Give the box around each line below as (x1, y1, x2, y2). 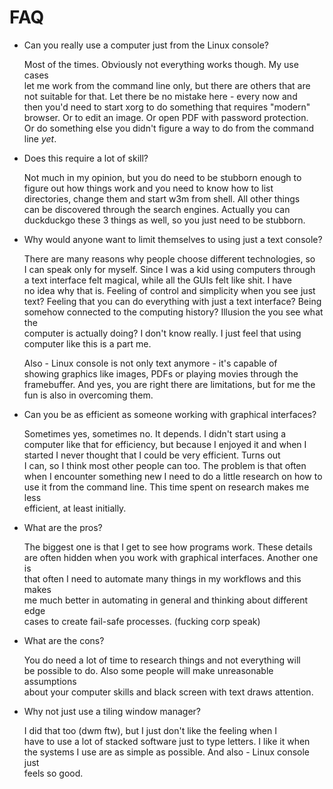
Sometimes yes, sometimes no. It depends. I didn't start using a (23, 427, 287, 440)
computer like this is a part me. (23, 337, 152, 350)
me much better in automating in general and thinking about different (23, 594, 308, 606)
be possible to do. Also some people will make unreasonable (23, 664, 274, 676)
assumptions (23, 675, 77, 687)
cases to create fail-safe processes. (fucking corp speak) (23, 615, 261, 627)
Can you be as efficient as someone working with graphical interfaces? (23, 408, 317, 420)
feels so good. (23, 767, 84, 779)
